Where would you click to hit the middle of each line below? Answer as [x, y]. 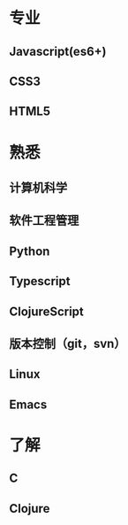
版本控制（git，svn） [68, 343]
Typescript [40, 281]
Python [30, 251]
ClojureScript [46, 311]
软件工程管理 [44, 221]
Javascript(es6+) [58, 51]
